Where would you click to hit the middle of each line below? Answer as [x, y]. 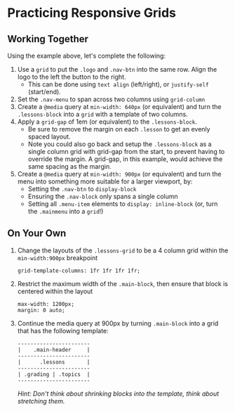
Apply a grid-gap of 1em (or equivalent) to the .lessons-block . [107, 122]
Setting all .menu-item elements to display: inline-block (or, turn [123, 204]
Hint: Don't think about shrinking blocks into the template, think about [118, 393]
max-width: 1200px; [46, 304]
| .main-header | [54, 349]
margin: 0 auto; [41, 310]
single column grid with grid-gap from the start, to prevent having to [126, 152]
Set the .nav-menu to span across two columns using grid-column [111, 99]
